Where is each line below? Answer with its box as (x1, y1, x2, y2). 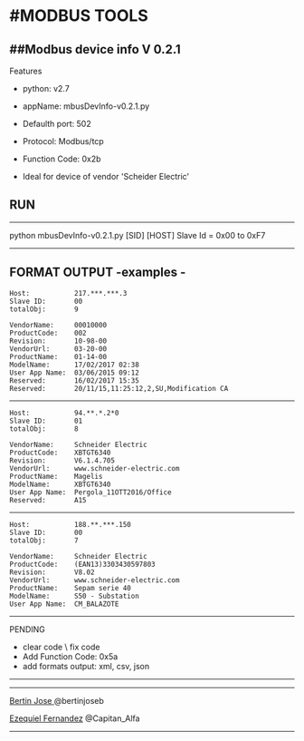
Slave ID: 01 (9, 416, 83, 425)
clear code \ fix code (22, 641, 100, 652)
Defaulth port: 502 (22, 119, 92, 129)
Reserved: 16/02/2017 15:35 (9, 375, 140, 385)
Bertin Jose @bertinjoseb (9, 695, 104, 706)
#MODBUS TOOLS (9, 5, 149, 26)
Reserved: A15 (9, 495, 88, 504)
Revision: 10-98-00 (9, 336, 107, 346)
